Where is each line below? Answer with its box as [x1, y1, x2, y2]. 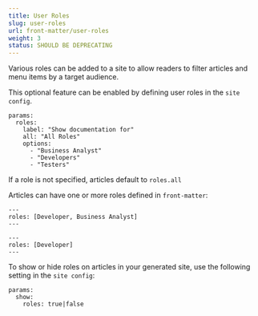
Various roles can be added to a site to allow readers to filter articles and [8, 63, 248, 73]
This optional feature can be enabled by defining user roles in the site [8, 87, 240, 97]
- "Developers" [29, 154, 81, 162]
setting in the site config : [8, 270, 95, 281]
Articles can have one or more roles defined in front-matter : [8, 190, 208, 201]
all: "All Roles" [22, 133, 81, 141]
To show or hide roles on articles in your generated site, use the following [8, 262, 251, 272]
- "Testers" [29, 161, 70, 169]
